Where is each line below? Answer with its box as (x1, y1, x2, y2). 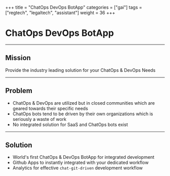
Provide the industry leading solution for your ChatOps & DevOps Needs (5, 67, 156, 73)
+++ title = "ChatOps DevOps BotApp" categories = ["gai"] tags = (5, 5, 143, 10)
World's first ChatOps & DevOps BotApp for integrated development (12, 154, 155, 160)
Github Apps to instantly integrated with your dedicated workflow (12, 159, 149, 166)
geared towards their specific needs (12, 105, 89, 111)
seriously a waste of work (12, 116, 67, 122)
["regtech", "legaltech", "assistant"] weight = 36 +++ (5, 10, 115, 16)
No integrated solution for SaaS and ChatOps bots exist (12, 121, 128, 127)
